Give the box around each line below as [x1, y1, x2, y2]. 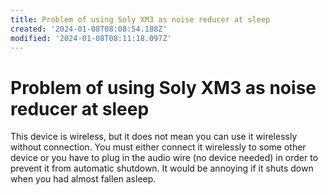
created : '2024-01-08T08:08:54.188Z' [10, 24, 168, 34]
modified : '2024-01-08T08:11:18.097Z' [10, 33, 172, 43]
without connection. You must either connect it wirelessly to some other [10, 141, 307, 153]
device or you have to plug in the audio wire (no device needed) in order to [10, 152, 319, 164]
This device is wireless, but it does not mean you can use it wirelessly [10, 131, 298, 143]
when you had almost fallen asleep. [10, 173, 157, 185]
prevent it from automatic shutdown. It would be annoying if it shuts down [10, 162, 314, 175]
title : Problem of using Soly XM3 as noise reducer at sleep [10, 14, 271, 25]
